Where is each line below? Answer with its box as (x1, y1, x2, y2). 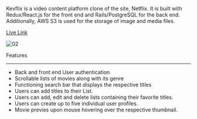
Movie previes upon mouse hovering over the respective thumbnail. (14, 106, 178, 113)
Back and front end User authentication (14, 69, 110, 75)
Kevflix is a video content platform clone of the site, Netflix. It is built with (6, 5, 182, 12)
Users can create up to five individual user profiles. (14, 100, 138, 107)
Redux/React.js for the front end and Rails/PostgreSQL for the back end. (6, 11, 181, 18)
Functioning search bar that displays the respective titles (14, 81, 152, 88)
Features (6, 52, 28, 58)
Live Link (6, 29, 28, 36)
